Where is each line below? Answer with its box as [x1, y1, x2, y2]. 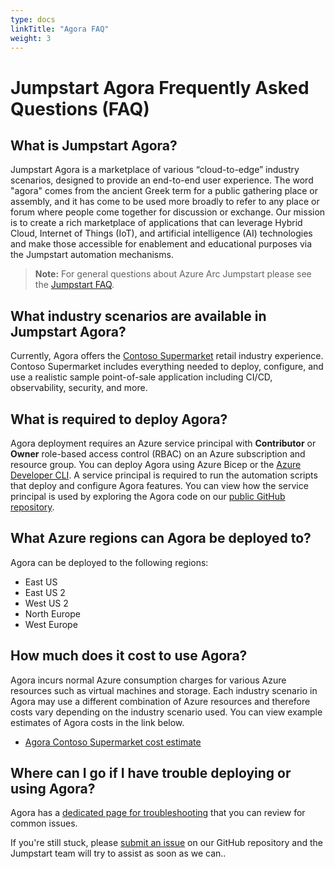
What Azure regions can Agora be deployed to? [10, 530, 312, 547]
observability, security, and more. [10, 382, 148, 394]
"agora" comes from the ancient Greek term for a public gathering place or [10, 185, 319, 197]
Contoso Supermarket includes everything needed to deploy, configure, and [10, 361, 324, 373]
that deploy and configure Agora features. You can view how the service [10, 480, 309, 491]
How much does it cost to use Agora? [10, 647, 248, 665]
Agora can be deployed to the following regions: [10, 556, 209, 568]
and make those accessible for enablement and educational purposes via [10, 238, 313, 250]
